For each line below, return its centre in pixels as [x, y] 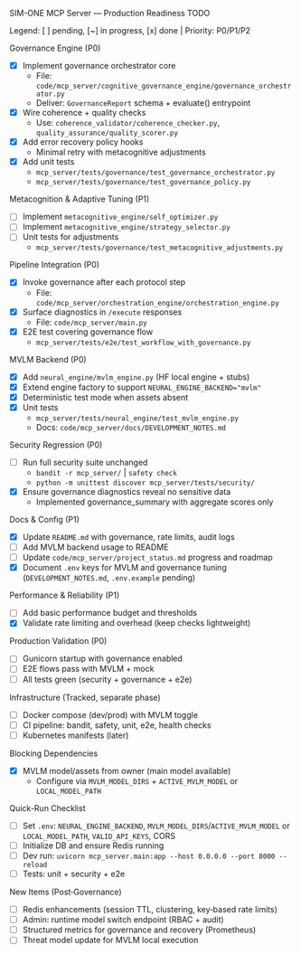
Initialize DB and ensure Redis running [93, 845]
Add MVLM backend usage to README [95, 547]
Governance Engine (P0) [55, 48]
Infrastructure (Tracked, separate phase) [85, 697]
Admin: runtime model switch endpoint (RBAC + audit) [123, 920]
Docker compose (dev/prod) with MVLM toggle [110, 714]
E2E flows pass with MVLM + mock [88, 669]
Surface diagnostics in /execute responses [102, 312]
